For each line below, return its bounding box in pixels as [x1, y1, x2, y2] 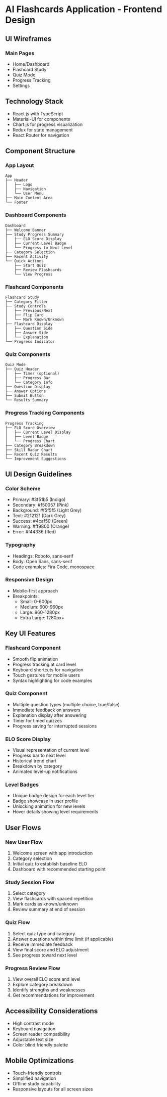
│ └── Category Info [5, 380, 53, 385]
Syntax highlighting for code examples [12, 677, 93, 683]
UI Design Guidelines [5, 470, 72, 478]
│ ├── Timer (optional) [5, 371, 59, 376]
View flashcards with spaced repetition [12, 896, 94, 902]
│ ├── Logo [5, 182, 33, 188]
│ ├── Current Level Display [5, 430, 71, 435]
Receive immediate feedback [12, 941, 73, 947]
